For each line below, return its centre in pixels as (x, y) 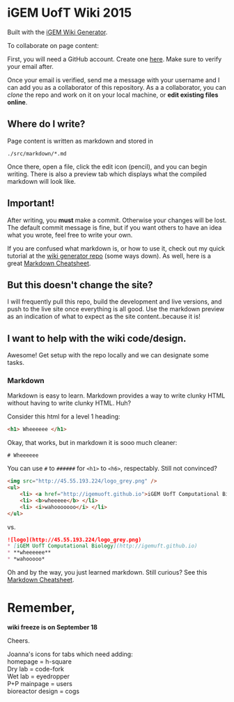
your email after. (31, 66)
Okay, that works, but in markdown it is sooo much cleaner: (92, 443)
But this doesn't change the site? (80, 284)
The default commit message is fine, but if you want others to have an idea (115, 227)
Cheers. (18, 641)
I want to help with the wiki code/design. (97, 338)
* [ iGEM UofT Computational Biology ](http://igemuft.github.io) (102, 546)
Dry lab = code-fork (36, 669)
